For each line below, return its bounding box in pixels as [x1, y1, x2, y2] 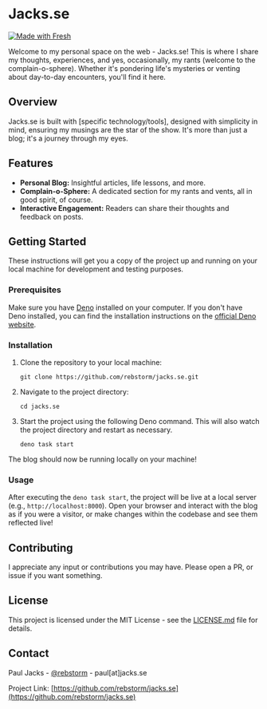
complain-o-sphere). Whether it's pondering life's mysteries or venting [8, 63, 241, 73]
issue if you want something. [8, 571, 103, 580]
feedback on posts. [19, 212, 84, 221]
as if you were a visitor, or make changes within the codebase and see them [8, 509, 258, 519]
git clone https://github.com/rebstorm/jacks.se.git [19, 373, 199, 381]
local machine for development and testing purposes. [8, 264, 184, 274]
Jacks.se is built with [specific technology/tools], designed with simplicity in [8, 117, 258, 126]
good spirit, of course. [19, 195, 93, 204]
